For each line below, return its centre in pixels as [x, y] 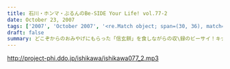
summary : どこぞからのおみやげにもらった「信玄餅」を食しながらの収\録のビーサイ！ [112, 39]
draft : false [26, 32]
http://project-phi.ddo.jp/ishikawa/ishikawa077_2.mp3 [83, 58]
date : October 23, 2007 [41, 20]
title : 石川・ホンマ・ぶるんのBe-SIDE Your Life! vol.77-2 [87, 13]
